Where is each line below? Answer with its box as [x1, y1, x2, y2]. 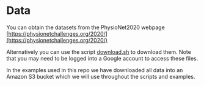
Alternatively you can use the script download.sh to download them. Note [6, 48, 191, 55]
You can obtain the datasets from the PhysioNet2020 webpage [6, 24, 165, 31]
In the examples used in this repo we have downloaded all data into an [6, 66, 183, 73]
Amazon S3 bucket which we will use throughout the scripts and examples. [6, 73, 195, 80]
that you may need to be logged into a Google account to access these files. [6, 55, 199, 62]
